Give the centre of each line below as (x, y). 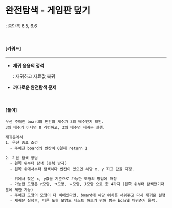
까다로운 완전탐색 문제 (35, 87)
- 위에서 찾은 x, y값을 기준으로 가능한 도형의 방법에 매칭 (63, 179)
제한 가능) (24, 190)
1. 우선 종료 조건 (22, 143)
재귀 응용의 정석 (28, 66)
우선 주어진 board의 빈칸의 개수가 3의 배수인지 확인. (55, 122)
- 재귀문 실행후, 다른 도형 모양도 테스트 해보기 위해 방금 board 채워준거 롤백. (84, 201)
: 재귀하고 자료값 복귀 (34, 76)
